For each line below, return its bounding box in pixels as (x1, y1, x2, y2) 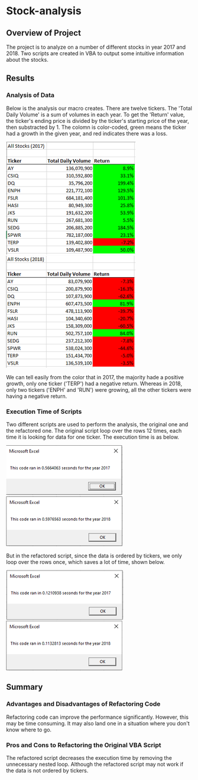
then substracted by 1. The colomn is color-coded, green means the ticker (6, 123, 187, 131)
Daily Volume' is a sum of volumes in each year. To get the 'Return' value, (6, 111, 185, 118)
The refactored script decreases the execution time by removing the (6, 754, 173, 761)
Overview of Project (6, 28, 82, 38)
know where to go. (6, 726, 52, 733)
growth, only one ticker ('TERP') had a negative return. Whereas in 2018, (6, 380, 182, 387)
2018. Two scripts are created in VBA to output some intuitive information (6, 50, 184, 57)
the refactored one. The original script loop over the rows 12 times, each (6, 427, 182, 434)
